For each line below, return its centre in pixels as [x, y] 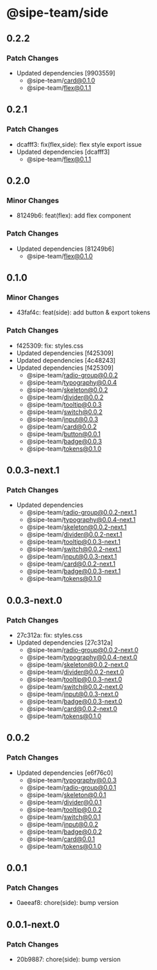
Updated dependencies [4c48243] [66, 360]
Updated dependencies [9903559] [66, 73]
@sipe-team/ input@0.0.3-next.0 [73, 694]
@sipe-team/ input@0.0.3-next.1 [72, 557]
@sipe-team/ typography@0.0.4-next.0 [82, 657]
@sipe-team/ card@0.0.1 [61, 838]
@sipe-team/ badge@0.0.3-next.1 [74, 571]
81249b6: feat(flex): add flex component [74, 215]
